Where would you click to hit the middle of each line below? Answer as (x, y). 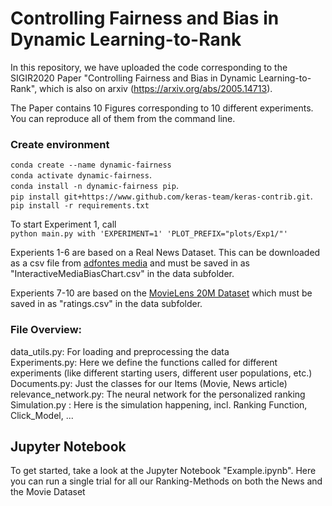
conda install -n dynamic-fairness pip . (94, 186)
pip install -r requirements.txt (80, 206)
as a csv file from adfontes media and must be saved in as (130, 263)
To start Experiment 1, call (63, 224)
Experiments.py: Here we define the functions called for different (144, 362)
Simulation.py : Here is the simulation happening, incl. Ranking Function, (159, 404)
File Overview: (46, 330)
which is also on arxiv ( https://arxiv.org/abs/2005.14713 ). (156, 88)
